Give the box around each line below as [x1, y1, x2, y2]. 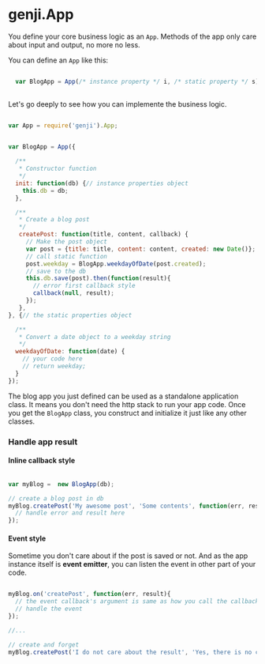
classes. [8, 417, 35, 426]
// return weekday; [22, 362, 87, 371]
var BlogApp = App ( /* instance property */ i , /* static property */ [15, 77, 248, 85]
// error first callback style [32, 282, 136, 290]
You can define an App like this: [8, 55, 109, 65]
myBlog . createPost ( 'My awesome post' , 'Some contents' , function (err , [8, 502, 245, 510]
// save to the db [25, 267, 87, 275]
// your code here [22, 355, 83, 363]
